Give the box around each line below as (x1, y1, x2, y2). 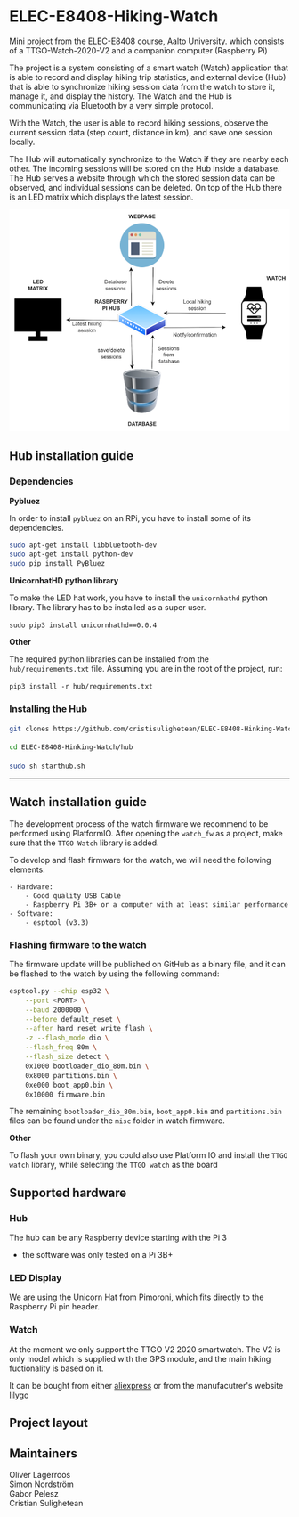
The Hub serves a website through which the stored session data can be (9, 172, 276, 184)
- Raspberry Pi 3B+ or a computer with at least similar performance (25, 900, 289, 909)
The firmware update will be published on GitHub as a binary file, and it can (9, 958, 287, 969)
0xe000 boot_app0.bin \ (25, 1081, 114, 1089)
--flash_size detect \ (25, 1053, 109, 1062)
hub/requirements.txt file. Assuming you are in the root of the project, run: (9, 664, 283, 674)
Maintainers (9, 1446, 78, 1461)
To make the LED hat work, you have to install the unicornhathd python (9, 592, 269, 603)
